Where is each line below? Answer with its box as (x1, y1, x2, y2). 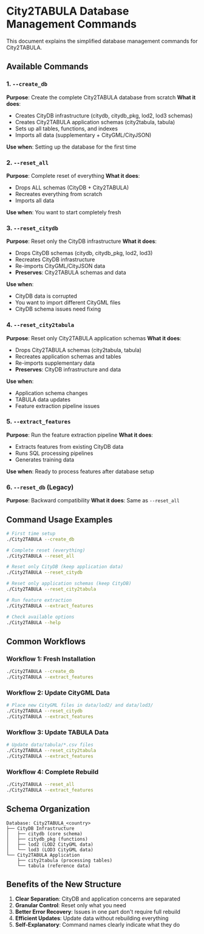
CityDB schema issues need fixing (15, 306, 101, 313)
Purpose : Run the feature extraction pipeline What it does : (6, 431, 154, 438)
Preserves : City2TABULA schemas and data (15, 269, 126, 276)
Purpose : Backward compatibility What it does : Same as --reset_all (6, 497, 180, 504)
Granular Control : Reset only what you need (15, 902, 126, 909)
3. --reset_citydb (6, 223, 59, 232)
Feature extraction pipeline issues (15, 402, 100, 409)
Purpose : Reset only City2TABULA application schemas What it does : (6, 334, 182, 342)
